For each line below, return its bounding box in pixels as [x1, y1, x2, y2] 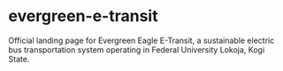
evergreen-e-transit [8, 6, 158, 26]
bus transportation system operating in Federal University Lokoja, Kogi [8, 44, 265, 54]
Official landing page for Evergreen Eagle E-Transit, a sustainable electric [8, 35, 275, 46]
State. [8, 53, 30, 64]
